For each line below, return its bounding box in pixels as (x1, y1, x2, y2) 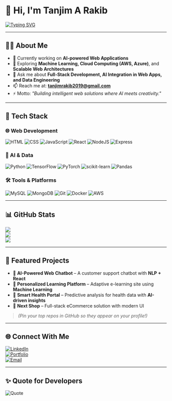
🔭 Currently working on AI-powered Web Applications (12, 55, 129, 61)
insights (28, 297, 46, 303)
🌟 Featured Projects (5, 256, 70, 265)
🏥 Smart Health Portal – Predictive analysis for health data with (12, 292, 147, 298)
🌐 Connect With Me (5, 332, 70, 341)
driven (12, 297, 27, 303)
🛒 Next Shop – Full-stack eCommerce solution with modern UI (12, 302, 144, 309)
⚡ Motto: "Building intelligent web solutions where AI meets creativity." (12, 90, 161, 97)
